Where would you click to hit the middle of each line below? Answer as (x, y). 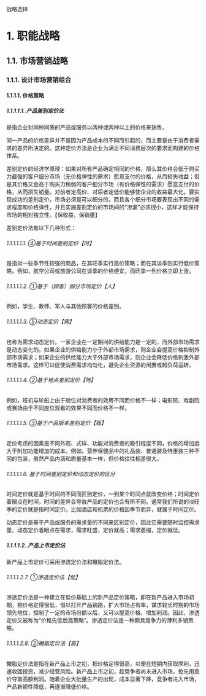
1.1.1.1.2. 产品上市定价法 (36, 545)
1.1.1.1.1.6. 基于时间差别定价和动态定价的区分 (61, 474)
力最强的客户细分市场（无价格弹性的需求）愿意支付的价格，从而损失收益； (100, 176)
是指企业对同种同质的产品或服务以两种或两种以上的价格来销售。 (87, 127)
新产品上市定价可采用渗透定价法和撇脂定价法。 (65, 562)
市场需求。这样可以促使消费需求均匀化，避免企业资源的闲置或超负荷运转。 (100, 365)
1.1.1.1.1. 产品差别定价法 (35, 111)
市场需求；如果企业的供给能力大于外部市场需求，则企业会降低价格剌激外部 (105, 357)
